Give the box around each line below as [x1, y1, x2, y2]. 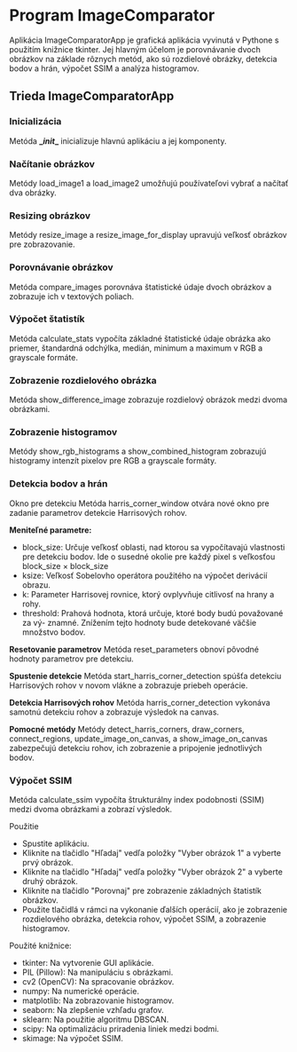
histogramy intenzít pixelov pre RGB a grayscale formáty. [9, 455, 217, 466]
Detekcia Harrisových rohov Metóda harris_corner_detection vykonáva [9, 697, 270, 708]
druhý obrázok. [21, 876, 78, 886]
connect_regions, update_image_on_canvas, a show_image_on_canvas [9, 733, 268, 744]
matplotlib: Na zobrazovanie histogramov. [21, 995, 175, 1006]
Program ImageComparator [9, 5, 215, 26]
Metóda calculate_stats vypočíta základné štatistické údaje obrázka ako [9, 333, 271, 344]
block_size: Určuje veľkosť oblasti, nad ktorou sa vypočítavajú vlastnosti [21, 542, 285, 552]
